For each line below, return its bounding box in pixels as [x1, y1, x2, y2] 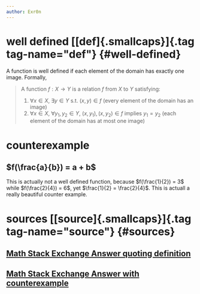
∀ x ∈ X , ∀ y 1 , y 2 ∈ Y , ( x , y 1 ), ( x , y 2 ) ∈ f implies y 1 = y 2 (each [29, 109, 177, 118]
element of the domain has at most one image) [29, 118, 146, 125]
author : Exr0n [6, 8, 42, 15]
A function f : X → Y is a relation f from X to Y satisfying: [20, 85, 160, 92]
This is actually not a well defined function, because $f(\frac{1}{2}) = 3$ [6, 178, 184, 185]
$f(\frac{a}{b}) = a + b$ [6, 162, 96, 172]
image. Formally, [6, 73, 47, 81]
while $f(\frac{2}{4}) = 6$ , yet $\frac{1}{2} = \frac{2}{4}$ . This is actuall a [6, 184, 190, 192]
